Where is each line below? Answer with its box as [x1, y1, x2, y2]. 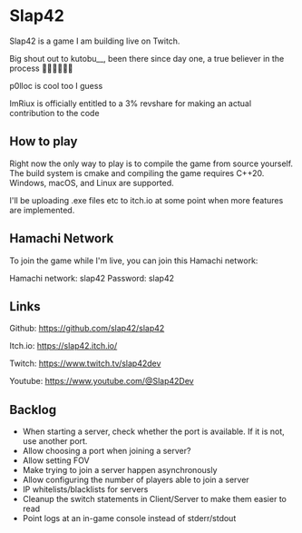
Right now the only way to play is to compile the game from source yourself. [9, 158, 293, 169]
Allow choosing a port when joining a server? [22, 446, 191, 457]
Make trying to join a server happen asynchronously [22, 465, 218, 476]
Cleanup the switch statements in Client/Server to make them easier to [22, 494, 287, 505]
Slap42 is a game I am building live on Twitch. [9, 35, 180, 46]
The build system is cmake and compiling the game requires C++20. [9, 167, 265, 178]
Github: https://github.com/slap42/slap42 [9, 323, 165, 334]
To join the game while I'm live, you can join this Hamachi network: [9, 255, 258, 266]
